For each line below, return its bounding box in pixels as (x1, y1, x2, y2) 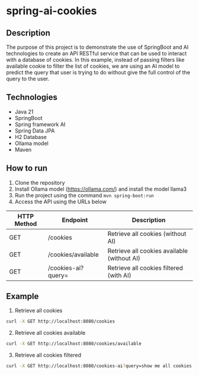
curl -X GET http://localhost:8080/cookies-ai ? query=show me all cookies (6, 363, 192, 369)
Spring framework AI (14, 121, 66, 128)
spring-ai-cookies (6, 4, 97, 18)
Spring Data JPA (14, 127, 55, 134)
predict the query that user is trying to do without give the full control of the (6, 69, 191, 75)
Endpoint (62, 216, 88, 224)
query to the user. (6, 75, 50, 82)
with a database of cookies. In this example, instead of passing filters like (6, 56, 185, 63)
